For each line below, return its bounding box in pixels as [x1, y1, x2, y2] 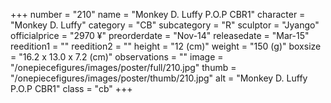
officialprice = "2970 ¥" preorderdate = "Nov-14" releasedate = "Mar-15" [10, 30, 310, 41]
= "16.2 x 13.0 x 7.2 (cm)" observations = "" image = [10, 51, 224, 63]
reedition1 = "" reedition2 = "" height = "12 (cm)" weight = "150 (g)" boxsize [10, 40, 322, 52]
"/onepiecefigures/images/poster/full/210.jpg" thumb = [10, 62, 237, 73]
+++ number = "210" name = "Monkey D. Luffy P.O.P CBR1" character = [10, 9, 306, 20]
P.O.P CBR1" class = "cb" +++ [10, 83, 133, 94]
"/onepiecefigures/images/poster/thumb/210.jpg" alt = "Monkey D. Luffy [10, 72, 308, 84]
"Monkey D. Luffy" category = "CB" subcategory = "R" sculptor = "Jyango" [10, 19, 320, 31]
